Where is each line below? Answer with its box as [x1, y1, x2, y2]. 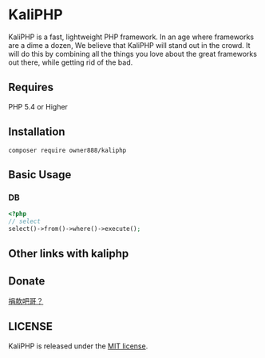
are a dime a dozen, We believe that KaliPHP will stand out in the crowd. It [8, 40, 251, 50]
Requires [8, 81, 54, 94]
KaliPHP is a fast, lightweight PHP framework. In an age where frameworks [8, 32, 254, 42]
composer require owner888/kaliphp [8, 146, 127, 154]
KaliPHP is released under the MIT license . [8, 341, 148, 351]
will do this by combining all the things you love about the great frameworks [8, 49, 258, 58]
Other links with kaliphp [8, 247, 129, 261]
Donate [8, 274, 45, 288]
